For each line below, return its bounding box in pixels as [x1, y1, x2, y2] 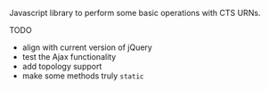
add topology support [21, 61, 102, 71]
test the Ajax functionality [21, 52, 117, 61]
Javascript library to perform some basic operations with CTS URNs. [9, 8, 261, 18]
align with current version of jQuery [21, 42, 153, 53]
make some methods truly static [21, 70, 144, 81]
